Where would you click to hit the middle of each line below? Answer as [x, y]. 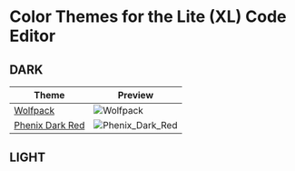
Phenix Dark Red [49, 125]
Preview [136, 95]
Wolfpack [34, 111]
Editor [33, 36]
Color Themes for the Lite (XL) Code [148, 17]
